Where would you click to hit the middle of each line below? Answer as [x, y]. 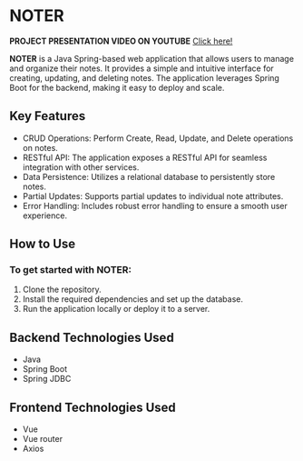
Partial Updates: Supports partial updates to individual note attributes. [153, 195]
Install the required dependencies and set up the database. [132, 299]
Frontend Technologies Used [93, 407]
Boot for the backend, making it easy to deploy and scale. [117, 87]
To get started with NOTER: [71, 270]
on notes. [40, 147]
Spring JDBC [47, 379]
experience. [45, 215]
